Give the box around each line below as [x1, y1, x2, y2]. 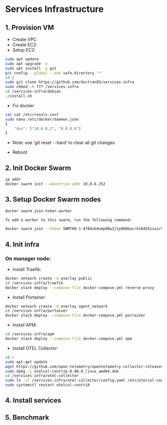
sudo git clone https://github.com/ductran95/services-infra [5, 80, 135, 85]
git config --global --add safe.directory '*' [5, 71, 103, 76]
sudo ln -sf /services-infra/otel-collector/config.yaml [5, 378, 126, 383]
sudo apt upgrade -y [5, 61, 48, 66]
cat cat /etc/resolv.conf [5, 112, 59, 117]
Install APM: [12, 322, 37, 328]
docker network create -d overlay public [5, 276, 92, 281]
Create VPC [12, 36, 37, 42]
